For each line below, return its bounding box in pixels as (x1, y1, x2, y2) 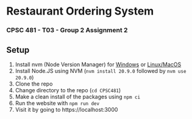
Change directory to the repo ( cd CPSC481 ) (15, 86, 121, 93)
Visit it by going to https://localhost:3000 (15, 106, 118, 113)
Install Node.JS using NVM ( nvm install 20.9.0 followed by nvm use (15, 67, 187, 74)
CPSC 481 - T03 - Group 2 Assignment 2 (6, 26, 128, 35)
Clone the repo (15, 80, 53, 87)
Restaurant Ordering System (6, 4, 154, 18)
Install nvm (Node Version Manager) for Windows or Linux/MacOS (15, 61, 182, 68)
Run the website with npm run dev (15, 99, 99, 107)
